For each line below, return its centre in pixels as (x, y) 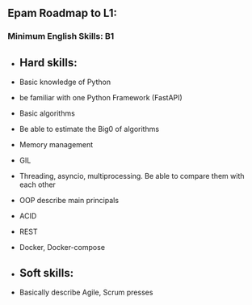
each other (37, 184)
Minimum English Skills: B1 (61, 36)
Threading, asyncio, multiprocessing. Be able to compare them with (132, 176)
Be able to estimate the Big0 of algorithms (89, 129)
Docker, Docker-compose (62, 248)
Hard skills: (48, 63)
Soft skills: (46, 273)
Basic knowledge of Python (65, 82)
